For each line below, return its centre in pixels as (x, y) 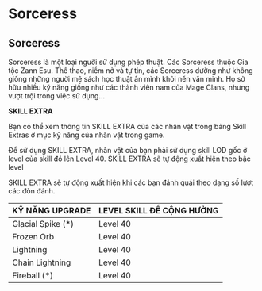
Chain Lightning (42, 262)
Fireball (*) (33, 276)
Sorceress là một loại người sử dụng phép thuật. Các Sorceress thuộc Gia (128, 62)
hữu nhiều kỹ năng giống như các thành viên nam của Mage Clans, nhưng (129, 87)
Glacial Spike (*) (43, 224)
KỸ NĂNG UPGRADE (52, 211)
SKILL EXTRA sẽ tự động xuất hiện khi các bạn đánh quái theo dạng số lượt (131, 182)
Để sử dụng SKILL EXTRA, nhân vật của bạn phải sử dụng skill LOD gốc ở (128, 150)
